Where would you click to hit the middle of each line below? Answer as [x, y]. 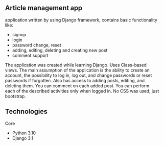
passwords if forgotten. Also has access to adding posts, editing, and [75, 80]
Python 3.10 [24, 133]
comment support [30, 55]
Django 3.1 [23, 138]
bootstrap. [15, 96]
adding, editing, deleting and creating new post [60, 50]
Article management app [44, 8]
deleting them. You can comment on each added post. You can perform [77, 86]
